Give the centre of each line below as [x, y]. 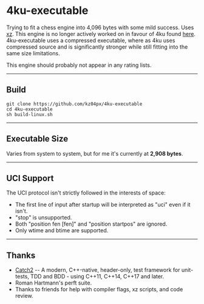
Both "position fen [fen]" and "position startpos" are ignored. [91, 224]
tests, [22, 277]
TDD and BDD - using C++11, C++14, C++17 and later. [97, 277]
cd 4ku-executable [29, 109]
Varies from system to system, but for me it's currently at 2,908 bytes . [95, 153]
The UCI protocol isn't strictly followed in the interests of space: [86, 193]
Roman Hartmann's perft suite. [53, 283]
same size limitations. [33, 53]
